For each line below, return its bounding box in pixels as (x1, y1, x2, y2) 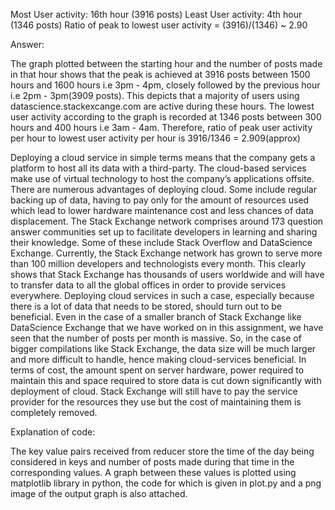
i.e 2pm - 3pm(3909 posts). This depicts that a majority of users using (10, 90, 300, 101)
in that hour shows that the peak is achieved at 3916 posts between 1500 (10, 69, 311, 80)
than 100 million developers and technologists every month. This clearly (10, 258, 307, 269)
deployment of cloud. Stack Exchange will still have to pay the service (10, 385, 298, 397)
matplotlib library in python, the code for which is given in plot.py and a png (10, 477, 322, 489)
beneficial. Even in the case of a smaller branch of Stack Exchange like (10, 311, 302, 323)
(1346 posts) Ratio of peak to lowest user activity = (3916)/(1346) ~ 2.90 (10, 19, 308, 31)
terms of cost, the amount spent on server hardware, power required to (10, 364, 305, 376)
